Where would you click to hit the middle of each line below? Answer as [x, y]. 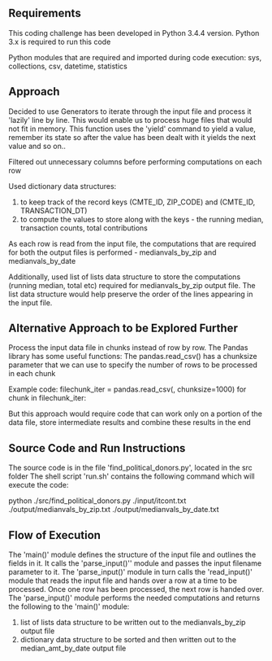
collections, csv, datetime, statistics [68, 66]
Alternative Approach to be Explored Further [123, 328]
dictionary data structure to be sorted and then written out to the [128, 640]
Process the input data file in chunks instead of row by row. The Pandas [128, 348]
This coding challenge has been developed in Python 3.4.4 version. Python [134, 33]
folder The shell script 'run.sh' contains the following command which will [132, 476]
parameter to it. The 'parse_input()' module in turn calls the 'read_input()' [131, 572]
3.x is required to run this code [60, 42]
